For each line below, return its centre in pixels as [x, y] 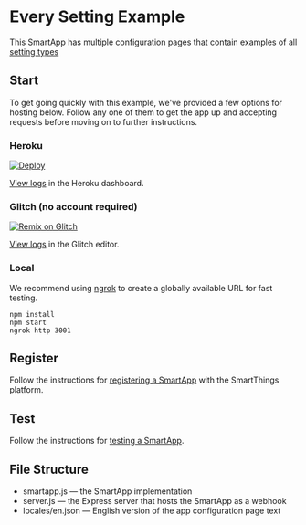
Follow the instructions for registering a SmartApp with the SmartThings [144, 380]
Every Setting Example [97, 17]
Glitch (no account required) [74, 206]
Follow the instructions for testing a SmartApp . [97, 441]
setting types [34, 51]
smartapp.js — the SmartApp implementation [107, 491]
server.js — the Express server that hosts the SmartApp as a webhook [154, 501]
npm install [32, 314]
